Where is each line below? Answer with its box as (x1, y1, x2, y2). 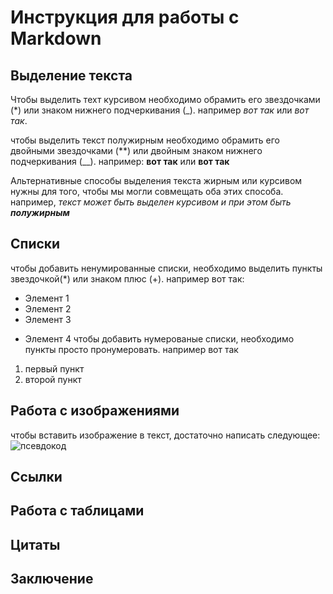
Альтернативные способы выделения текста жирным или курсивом (10, 175, 303, 186)
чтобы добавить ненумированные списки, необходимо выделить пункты (10, 262, 323, 274)
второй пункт (24, 373, 82, 385)
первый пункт (24, 362, 85, 375)
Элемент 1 (24, 292, 70, 304)
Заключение (10, 571, 94, 588)
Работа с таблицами (10, 502, 145, 520)
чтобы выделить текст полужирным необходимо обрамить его (10, 134, 280, 146)
